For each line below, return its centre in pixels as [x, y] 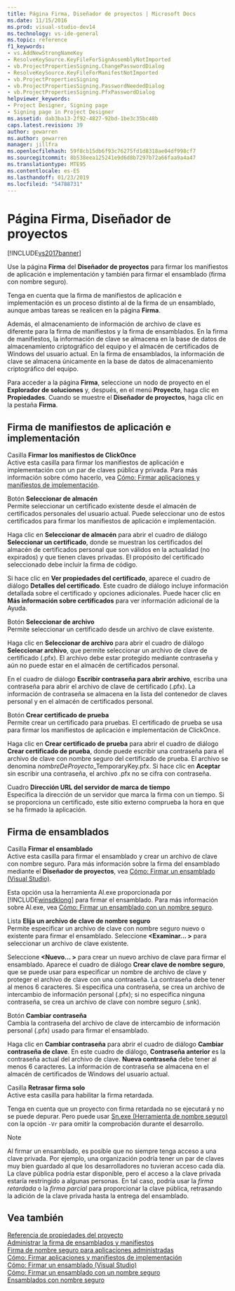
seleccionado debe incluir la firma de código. [73, 565]
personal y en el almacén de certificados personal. [81, 702]
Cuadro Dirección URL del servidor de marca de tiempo [89, 787]
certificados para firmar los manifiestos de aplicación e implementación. [112, 521]
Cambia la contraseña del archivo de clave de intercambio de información [114, 1023]
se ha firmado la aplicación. [47, 810]
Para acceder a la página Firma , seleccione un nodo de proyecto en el [109, 383]
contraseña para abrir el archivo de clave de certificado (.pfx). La [101, 686]
